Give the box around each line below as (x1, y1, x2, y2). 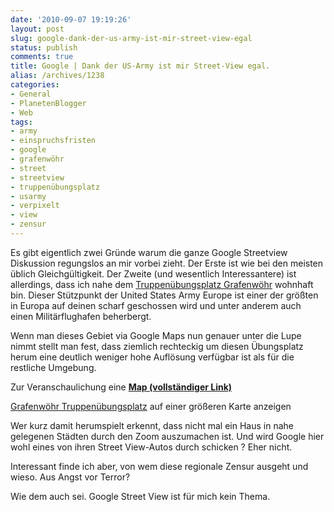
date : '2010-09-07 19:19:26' (10, 14, 132, 25)
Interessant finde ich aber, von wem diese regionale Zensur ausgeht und (10, 460, 309, 472)
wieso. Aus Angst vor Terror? (10, 471, 131, 483)
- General (10, 89, 52, 99)
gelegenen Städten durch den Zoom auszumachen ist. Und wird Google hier (10, 430, 325, 442)
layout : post (10, 24, 65, 34)
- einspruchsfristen (10, 136, 97, 146)
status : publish (10, 42, 78, 53)
